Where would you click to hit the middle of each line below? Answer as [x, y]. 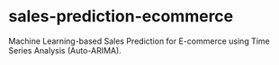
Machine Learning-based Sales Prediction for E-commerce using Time [139, 41]
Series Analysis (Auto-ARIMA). [65, 50]
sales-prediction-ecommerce [121, 16]
